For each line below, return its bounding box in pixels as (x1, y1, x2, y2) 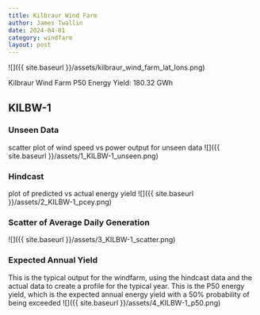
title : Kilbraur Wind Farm (8, 11, 97, 20)
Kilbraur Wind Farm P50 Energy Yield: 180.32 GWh (8, 78, 174, 88)
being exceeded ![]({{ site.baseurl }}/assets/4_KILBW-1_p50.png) (8, 298, 221, 307)
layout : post (8, 41, 52, 49)
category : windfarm (8, 33, 73, 42)
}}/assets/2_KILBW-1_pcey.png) (8, 197, 113, 207)
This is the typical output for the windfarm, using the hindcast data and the (8, 272, 252, 282)
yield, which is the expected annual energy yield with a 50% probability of (8, 290, 250, 299)
